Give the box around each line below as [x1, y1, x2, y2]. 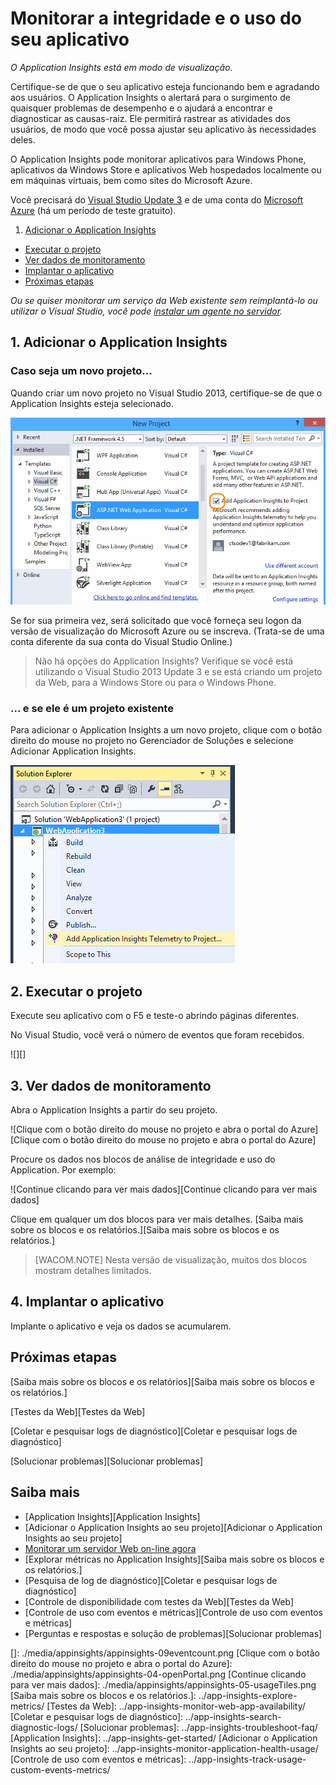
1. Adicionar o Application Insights [10, 334, 228, 351]
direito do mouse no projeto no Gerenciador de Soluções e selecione [10, 735, 294, 747]
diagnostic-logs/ [10, 1721, 78, 1733]
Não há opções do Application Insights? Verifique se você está [34, 655, 294, 667]
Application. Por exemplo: [10, 1164, 117, 1176]
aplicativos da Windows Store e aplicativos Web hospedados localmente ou [10, 163, 322, 176]
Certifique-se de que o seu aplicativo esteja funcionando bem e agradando [10, 80, 320, 92]
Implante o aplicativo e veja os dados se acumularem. [10, 1320, 232, 1332]
